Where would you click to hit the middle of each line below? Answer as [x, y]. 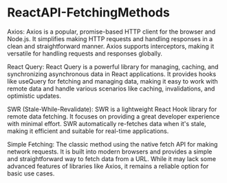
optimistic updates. [34, 96]
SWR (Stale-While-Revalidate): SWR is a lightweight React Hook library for [112, 109]
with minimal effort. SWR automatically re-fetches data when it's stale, [107, 123]
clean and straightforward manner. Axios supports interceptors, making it [111, 46]
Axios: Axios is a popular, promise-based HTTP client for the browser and [111, 32]
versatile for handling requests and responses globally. [85, 53]
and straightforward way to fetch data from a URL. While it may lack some [112, 158]
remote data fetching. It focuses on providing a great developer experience [113, 116]
